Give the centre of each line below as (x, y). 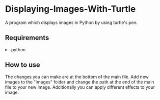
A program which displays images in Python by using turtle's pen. (71, 22)
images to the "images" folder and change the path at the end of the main (80, 82)
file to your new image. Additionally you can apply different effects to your (80, 87)
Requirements (27, 38)
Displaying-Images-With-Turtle (70, 9)
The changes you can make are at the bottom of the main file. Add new (77, 77)
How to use (23, 65)
